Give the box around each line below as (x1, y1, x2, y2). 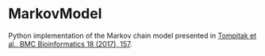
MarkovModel (8, 5, 102, 23)
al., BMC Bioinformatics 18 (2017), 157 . (8, 39, 132, 48)
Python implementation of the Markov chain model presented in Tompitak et (8, 31, 257, 40)
